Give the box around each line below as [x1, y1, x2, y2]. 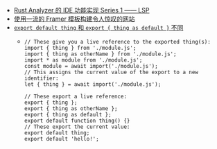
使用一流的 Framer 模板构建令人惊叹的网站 [13, 15, 135, 23]
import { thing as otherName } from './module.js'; [24, 51, 177, 58]
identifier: [24, 75, 59, 82]
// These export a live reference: [24, 93, 127, 100]
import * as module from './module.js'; [24, 57, 143, 64]
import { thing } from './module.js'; [24, 44, 137, 51]
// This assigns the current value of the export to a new [24, 69, 199, 76]
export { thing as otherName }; [24, 105, 118, 112]
